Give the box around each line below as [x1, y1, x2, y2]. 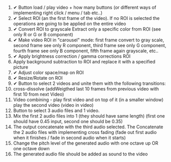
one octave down [13, 146, 50, 151]
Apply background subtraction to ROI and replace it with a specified [13, 59, 156, 64]
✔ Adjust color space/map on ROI [13, 70, 84, 76]
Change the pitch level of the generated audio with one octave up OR [13, 140, 158, 146]
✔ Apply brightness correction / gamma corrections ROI [13, 53, 131, 59]
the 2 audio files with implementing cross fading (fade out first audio [13, 129, 157, 135]
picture [13, 64, 28, 70]
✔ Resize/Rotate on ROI [13, 75, 63, 81]
